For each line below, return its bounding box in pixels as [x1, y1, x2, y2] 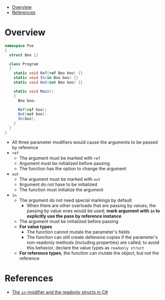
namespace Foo [4, 43, 34, 48]
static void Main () [13, 89, 54, 94]
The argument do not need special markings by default [19, 197, 132, 203]
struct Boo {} [9, 52, 38, 58]
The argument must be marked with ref [19, 155, 100, 161]
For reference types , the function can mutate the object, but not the [19, 250, 160, 256]
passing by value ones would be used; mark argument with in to [26, 208, 160, 214]
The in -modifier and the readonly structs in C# [11, 289, 108, 295]
